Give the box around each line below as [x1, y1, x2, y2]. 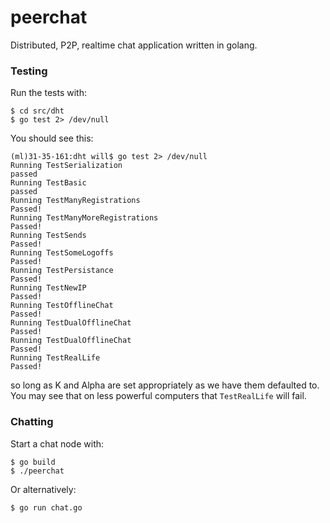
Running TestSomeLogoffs [10, 248, 114, 258]
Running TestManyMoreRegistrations [10, 213, 159, 223]
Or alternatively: [10, 483, 77, 495]
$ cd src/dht [10, 106, 65, 116]
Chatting [10, 415, 54, 429]
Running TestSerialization [10, 161, 123, 171]
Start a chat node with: [10, 437, 105, 450]
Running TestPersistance [10, 266, 114, 276]
